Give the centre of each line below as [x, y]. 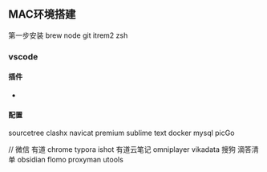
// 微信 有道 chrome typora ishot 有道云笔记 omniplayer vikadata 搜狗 [122, 149]
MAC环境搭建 [42, 14]
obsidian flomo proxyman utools [71, 160]
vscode [23, 56]
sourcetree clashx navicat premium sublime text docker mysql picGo [121, 133]
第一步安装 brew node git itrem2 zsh [68, 35]
